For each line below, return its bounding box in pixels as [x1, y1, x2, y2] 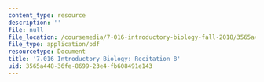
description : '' [8, 19, 61, 27]
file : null [8, 26, 44, 34]
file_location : [8, 33, 58, 41]
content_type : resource [8, 11, 86, 20]
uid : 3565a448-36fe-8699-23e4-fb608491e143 [8, 62, 153, 70]
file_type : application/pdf [8, 41, 101, 48]
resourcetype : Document [8, 48, 86, 55]
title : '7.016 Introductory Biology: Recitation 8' [8, 55, 181, 63]
